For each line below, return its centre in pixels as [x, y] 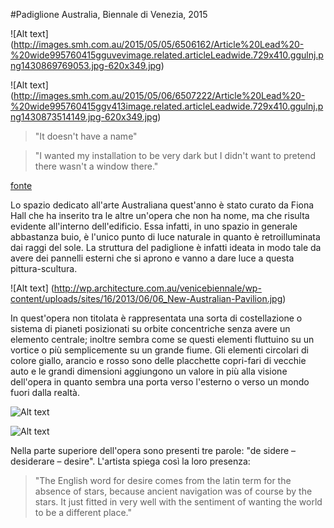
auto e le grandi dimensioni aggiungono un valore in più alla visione [149, 371]
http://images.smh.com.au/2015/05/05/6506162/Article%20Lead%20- [159, 44]
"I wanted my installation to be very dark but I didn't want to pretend [175, 155]
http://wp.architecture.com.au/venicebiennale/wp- [157, 288]
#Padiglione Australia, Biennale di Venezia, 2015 [109, 14]
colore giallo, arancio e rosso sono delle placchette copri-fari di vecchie [158, 360]
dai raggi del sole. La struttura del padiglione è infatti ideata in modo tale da [166, 247]
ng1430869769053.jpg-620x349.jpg [86, 65]
